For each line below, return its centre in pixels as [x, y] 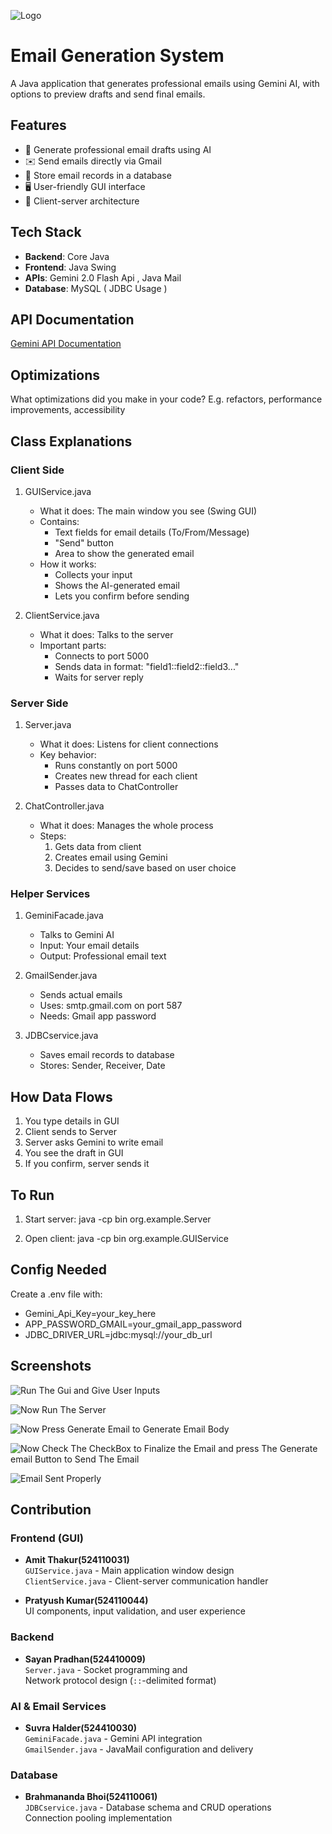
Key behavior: [68, 755]
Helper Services [50, 894]
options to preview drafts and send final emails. [108, 94]
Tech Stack [46, 232]
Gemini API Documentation [66, 344]
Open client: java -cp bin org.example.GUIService [126, 1239]
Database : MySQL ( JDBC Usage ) [96, 288]
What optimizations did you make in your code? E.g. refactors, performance [166, 399]
